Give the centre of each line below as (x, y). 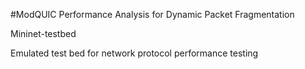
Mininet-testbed (43, 33)
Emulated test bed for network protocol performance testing (134, 53)
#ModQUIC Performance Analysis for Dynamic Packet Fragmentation (152, 14)
